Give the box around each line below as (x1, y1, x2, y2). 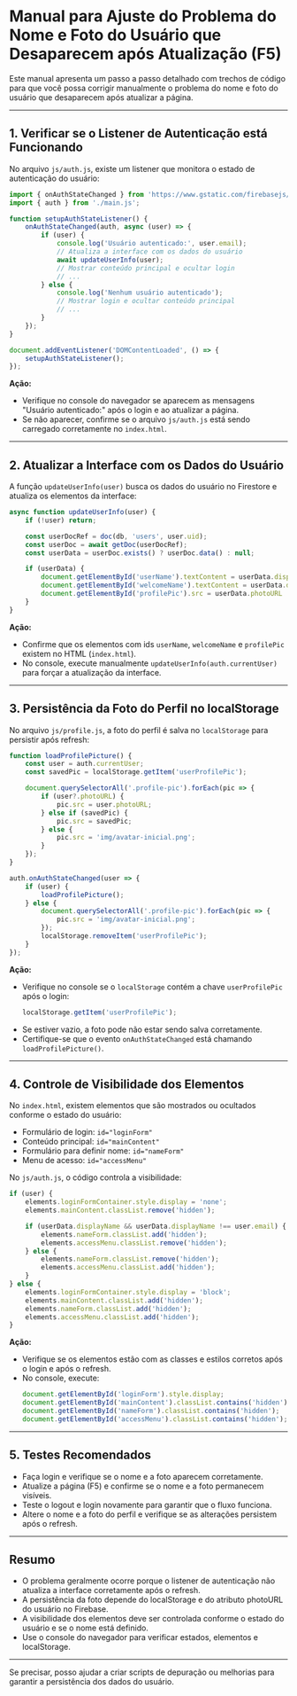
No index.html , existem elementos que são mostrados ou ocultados (9, 1100, 256, 1111)
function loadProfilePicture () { (9, 751, 133, 760)
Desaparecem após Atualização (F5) (9, 44, 282, 64)
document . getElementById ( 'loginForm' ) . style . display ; (21, 1390, 225, 1399)
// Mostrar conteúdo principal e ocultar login (56, 263, 236, 272)
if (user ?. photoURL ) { (41, 792, 125, 801)
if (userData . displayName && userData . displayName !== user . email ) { (25, 1222, 287, 1231)
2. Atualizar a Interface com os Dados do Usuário (9, 457, 285, 473)
